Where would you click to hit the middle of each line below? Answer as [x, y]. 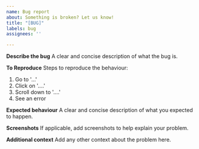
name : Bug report [28, 12]
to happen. [20, 117]
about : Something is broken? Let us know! [60, 17]
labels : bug [21, 28]
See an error [30, 99]
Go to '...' [26, 80]
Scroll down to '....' [38, 92]
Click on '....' [30, 86]
